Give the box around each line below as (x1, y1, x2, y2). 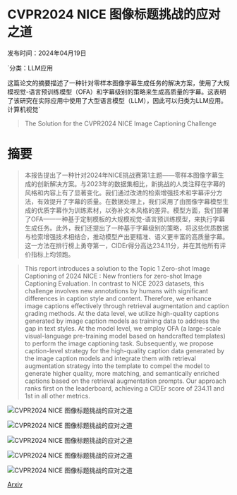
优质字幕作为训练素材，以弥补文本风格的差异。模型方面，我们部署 (37, 206, 229, 214)
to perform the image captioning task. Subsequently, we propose (24, 339, 214, 348)
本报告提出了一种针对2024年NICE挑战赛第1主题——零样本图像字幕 (24, 171, 219, 179)
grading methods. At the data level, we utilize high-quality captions (24, 309, 219, 317)
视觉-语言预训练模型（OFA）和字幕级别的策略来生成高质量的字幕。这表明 (13, 87, 226, 96)
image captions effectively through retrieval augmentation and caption (24, 301, 229, 310)
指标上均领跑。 (30, 250, 75, 258)
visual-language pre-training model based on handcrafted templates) (24, 331, 226, 340)
